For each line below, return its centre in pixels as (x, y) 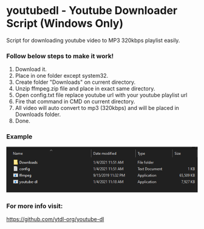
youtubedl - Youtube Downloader (92, 11)
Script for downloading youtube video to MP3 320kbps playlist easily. (93, 40)
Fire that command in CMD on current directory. (75, 101)
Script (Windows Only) (65, 23)
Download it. (31, 69)
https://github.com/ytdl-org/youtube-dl (55, 219)
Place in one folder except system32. (62, 76)
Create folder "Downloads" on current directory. (75, 82)
